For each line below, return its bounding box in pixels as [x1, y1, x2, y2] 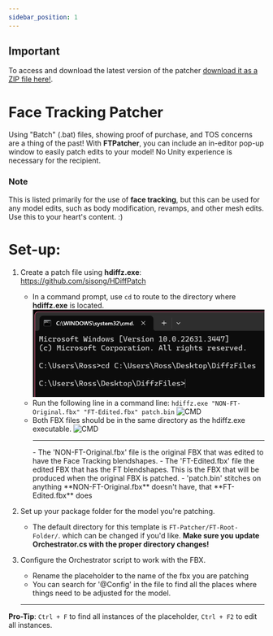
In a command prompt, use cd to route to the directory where [32, 291, 236, 301]
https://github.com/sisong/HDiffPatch [19, 276, 146, 285]
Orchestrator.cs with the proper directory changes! [32, 539, 210, 549]
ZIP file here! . [8, 74, 54, 85]
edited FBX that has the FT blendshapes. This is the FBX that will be [32, 464, 260, 474]
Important [8, 45, 60, 59]
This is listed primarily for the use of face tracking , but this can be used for [8, 194, 260, 204]
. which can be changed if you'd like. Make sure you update [58, 530, 260, 540]
